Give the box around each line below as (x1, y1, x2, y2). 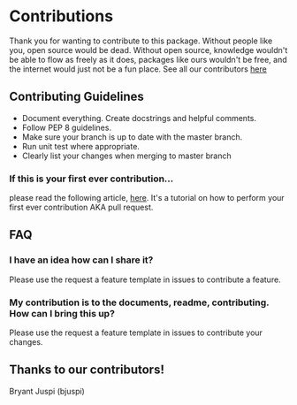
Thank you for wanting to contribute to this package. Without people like (9, 35, 273, 46)
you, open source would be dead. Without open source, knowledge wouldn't (9, 44, 288, 55)
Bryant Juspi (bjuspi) (9, 386, 86, 396)
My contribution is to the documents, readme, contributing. (9, 296, 270, 309)
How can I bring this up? (9, 307, 115, 319)
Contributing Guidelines (9, 89, 144, 104)
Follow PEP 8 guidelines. (21, 122, 112, 133)
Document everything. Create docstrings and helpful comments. (21, 112, 257, 123)
